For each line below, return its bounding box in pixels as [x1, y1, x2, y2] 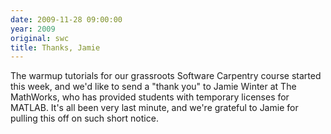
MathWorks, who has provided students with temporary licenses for [10, 91, 290, 103]
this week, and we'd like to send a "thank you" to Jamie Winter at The [10, 81, 297, 93]
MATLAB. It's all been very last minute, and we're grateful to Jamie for [10, 102, 299, 114]
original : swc [10, 33, 70, 43]
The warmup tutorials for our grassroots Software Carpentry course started [10, 70, 322, 82]
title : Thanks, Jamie [10, 42, 101, 53]
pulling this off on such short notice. [10, 112, 159, 125]
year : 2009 [10, 24, 56, 34]
